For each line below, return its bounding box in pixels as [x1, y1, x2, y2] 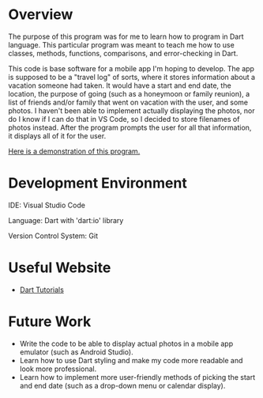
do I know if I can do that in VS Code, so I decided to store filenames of [8, 114, 240, 123]
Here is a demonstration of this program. [8, 146, 141, 156]
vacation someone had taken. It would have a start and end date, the [8, 81, 231, 90]
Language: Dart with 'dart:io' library [8, 215, 124, 225]
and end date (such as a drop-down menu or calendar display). [19, 381, 226, 390]
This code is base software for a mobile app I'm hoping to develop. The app [8, 63, 255, 73]
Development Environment [8, 174, 187, 192]
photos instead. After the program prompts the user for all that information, [8, 123, 252, 132]
